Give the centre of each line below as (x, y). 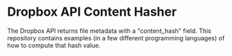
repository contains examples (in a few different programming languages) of (116, 38)
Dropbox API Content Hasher (92, 12)
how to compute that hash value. (54, 45)
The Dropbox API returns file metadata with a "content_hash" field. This (109, 31)
